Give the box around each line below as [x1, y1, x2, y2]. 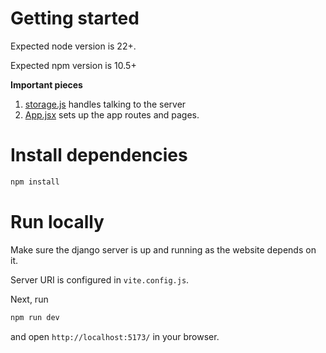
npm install [10, 177, 60, 187]
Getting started [10, 7, 140, 30]
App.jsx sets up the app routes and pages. [24, 108, 200, 121]
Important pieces [10, 78, 83, 91]
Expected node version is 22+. [10, 40, 137, 52]
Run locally [10, 210, 105, 233]
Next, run [10, 293, 49, 305]
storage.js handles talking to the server [24, 98, 187, 110]
